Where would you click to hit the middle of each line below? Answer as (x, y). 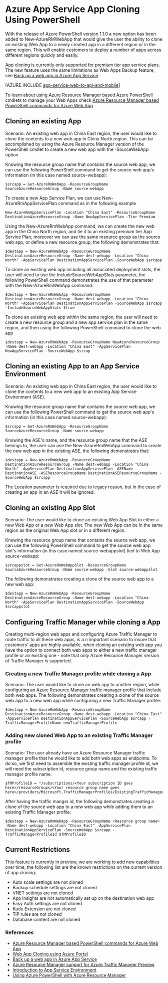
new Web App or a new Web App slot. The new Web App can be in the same (84, 525)
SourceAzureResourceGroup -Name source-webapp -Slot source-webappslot (81, 570)
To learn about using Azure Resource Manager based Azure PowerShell (79, 95)
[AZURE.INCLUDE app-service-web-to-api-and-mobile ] (63, 85)
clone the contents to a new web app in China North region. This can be (79, 138)
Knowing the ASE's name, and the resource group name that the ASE (76, 440)
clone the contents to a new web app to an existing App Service (71, 391)
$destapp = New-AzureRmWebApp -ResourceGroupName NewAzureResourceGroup (82, 342)
